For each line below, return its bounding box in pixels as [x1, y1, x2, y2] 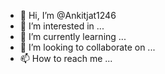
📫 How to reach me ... [19, 53, 113, 64]
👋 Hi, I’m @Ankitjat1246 [19, 10, 117, 21]
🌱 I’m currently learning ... [19, 31, 127, 42]
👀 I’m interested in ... [19, 20, 105, 32]
